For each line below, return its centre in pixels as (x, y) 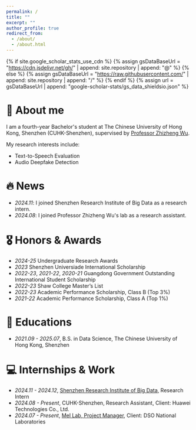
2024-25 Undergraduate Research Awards (66, 260)
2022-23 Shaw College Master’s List (59, 286)
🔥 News (26, 186)
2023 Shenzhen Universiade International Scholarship (80, 267)
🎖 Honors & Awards (54, 240)
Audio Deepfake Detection (46, 162)
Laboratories (30, 421)
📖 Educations (39, 322)
